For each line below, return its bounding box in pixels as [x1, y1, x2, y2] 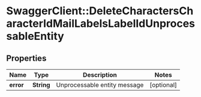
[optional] [149, 81, 178, 89]
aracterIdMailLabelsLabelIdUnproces [6, 17, 196, 30]
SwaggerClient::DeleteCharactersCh [6, 4, 194, 18]
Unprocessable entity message [56, 81, 144, 89]
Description [83, 71, 117, 79]
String [32, 81, 50, 89]
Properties [6, 53, 47, 63]
